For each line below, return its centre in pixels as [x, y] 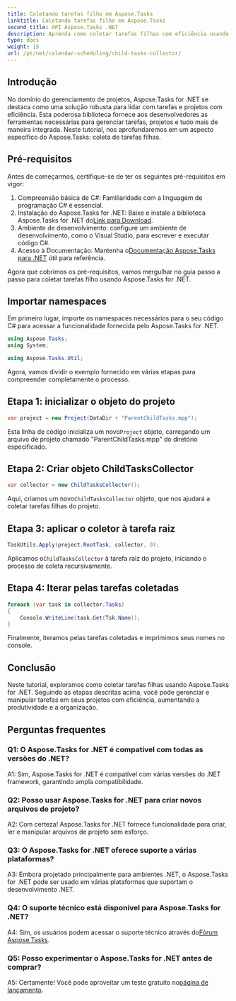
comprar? [24, 967]
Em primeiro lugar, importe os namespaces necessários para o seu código [116, 318]
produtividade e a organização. [53, 708]
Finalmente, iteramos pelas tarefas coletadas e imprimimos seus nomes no [116, 638]
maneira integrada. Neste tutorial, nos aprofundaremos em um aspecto [111, 129]
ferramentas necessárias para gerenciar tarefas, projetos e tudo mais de [113, 122]
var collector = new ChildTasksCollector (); [74, 485]
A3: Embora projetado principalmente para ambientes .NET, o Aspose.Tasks [118, 874]
